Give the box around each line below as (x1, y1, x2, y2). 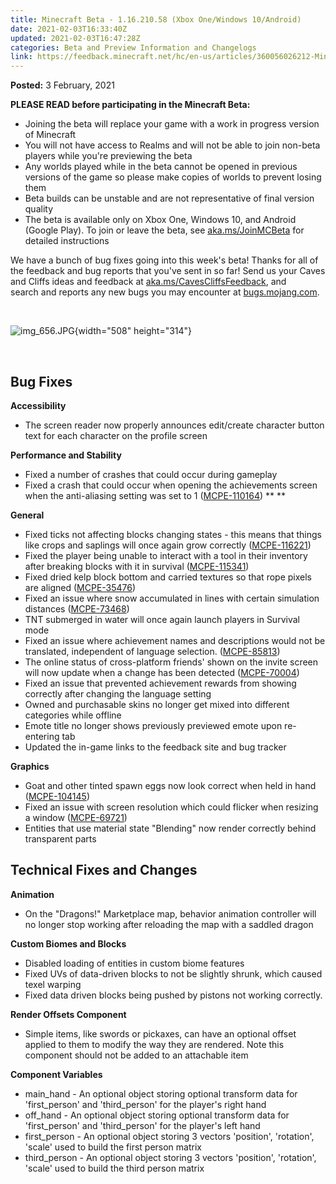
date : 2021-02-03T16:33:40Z (10, 24, 128, 34)
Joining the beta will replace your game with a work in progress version (24, 118, 320, 130)
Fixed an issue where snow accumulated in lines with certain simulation (24, 592, 320, 604)
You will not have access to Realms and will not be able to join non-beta (24, 139, 321, 151)
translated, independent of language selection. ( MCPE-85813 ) (24, 645, 281, 657)
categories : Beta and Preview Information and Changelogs (10, 42, 257, 53)
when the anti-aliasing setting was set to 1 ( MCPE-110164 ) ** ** (24, 489, 286, 501)
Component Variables (10, 1068, 103, 1080)
